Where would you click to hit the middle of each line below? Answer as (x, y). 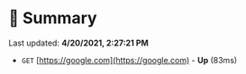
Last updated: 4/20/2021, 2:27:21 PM (79, 43)
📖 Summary (53, 18)
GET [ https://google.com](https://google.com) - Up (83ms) (129, 60)
